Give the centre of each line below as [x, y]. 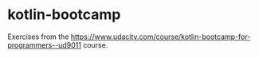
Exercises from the [38, 37]
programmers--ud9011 [44, 44]
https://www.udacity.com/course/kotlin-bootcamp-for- [161, 37]
